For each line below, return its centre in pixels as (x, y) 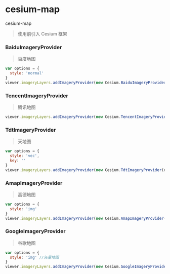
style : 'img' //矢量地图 (34, 257)
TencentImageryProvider (37, 96)
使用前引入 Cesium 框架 (42, 33)
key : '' (18, 161)
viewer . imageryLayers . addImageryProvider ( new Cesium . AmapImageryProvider (85, 218)
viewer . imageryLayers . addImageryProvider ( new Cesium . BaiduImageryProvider (86, 83)
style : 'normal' (27, 73)
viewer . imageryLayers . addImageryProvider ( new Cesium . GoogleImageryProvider (87, 267)
